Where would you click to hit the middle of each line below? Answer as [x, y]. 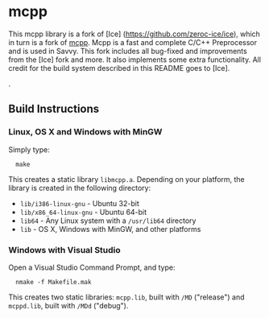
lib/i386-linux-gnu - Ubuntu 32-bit [79, 203]
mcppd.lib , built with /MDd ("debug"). [68, 305]
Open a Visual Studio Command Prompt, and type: [92, 267]
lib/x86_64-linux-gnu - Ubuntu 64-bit [83, 212]
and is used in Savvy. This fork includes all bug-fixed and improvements [128, 51]
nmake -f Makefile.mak [54, 282]
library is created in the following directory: [80, 188]
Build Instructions [54, 109]
